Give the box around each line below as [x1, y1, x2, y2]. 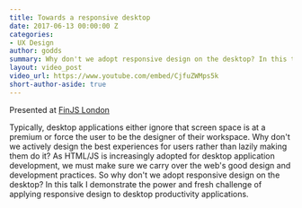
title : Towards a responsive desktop [9, 13, 151, 22]
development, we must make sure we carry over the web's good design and [9, 160, 291, 170]
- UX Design [9, 38, 54, 48]
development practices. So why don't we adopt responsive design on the [9, 169, 280, 180]
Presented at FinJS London [9, 104, 111, 115]
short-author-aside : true [9, 80, 106, 89]
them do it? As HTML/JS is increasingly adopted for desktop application [9, 150, 276, 161]
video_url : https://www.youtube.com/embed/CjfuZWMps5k [9, 72, 219, 81]
